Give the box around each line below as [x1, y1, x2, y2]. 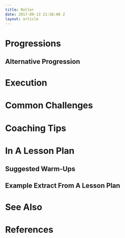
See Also [5, 201, 42, 213]
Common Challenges [5, 100, 93, 111]
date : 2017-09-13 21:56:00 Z [5, 12, 65, 17]
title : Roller [5, 7, 35, 12]
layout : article [5, 16, 39, 21]
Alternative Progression [5, 57, 81, 66]
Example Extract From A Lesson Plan [5, 182, 121, 190]
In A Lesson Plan [5, 145, 75, 156]
